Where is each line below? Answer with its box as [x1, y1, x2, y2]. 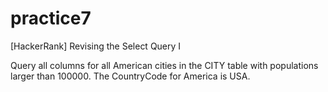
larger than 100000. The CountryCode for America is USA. [10, 70, 251, 82]
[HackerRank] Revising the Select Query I [10, 40, 182, 52]
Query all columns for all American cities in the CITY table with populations [10, 59, 319, 71]
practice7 [10, 7, 92, 30]
